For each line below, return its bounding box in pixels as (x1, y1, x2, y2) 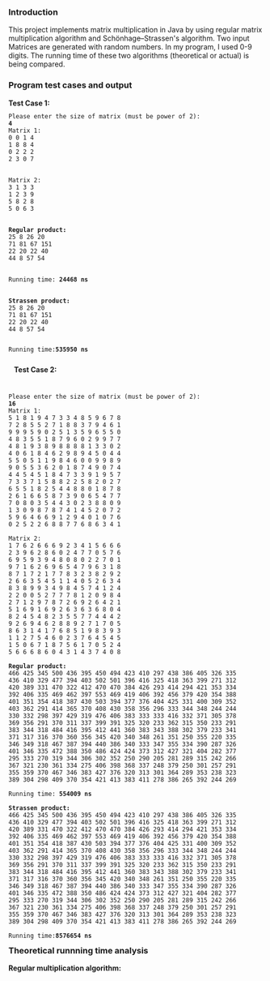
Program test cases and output (8, 79, 133, 91)
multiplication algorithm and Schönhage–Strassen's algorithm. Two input (8, 33, 250, 43)
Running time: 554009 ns (8, 790, 92, 798)
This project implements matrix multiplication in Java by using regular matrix (8, 25, 263, 35)
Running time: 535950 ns (8, 345, 89, 354)
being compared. (8, 59, 65, 69)
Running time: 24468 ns (8, 276, 89, 284)
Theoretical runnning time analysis (8, 945, 149, 956)
